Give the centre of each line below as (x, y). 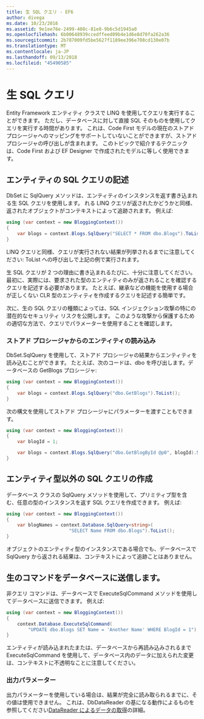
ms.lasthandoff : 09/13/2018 (42, 57)
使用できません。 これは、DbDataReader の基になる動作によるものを (108, 702)
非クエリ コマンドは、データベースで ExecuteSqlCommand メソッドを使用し (102, 593)
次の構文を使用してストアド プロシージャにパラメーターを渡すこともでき (97, 411)
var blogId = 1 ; (38, 442)
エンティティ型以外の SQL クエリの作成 (80, 479)
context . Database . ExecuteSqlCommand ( (65, 624)
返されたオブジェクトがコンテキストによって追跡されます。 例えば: (90, 211)
